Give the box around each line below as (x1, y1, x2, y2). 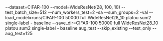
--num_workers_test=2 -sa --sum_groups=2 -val (48, 9, 148, 15)
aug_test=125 (5, 31, 33, 36)
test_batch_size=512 (5, 9, 47, 15)
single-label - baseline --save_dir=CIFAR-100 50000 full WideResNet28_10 (5, 20, 159, 26)
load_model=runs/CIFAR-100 (5, 15, 64, 20)
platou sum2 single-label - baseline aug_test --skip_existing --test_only (5, 25, 152, 31)
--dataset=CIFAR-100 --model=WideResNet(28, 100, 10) (5, 4, 121, 10)
